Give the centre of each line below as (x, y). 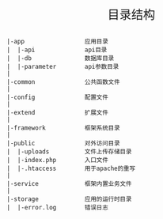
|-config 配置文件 (58, 97)
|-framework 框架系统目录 (63, 128)
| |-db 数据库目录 (61, 59)
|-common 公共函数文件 (63, 82)
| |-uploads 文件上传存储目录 (69, 152)
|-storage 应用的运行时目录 (69, 199)
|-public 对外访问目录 (63, 143)
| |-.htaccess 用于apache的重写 (71, 168)
